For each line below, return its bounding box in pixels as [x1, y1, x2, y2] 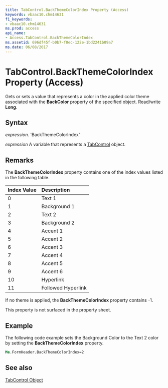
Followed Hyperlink [41, 284, 87, 291]
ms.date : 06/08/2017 [5, 45, 49, 50]
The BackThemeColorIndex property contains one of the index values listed [5, 169, 163, 175]
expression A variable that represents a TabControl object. [5, 141, 126, 148]
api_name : [5, 31, 26, 36]
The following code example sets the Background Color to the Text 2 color [5, 335, 159, 340]
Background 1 [41, 203, 75, 210]
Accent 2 [41, 236, 63, 243]
